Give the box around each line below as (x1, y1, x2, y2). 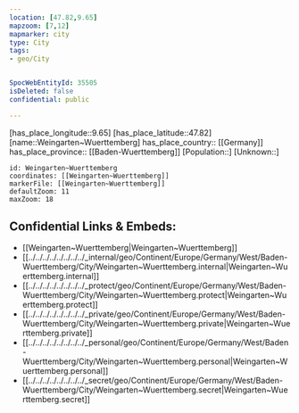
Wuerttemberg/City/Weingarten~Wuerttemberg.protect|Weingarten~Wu (21, 290, 287, 301)
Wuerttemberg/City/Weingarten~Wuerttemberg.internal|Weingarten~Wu (21, 261, 288, 272)
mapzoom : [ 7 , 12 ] (9, 21, 70, 30)
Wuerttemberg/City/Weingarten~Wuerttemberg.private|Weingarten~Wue (21, 318, 291, 329)
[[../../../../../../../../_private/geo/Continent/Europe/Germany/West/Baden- (21, 309, 286, 319)
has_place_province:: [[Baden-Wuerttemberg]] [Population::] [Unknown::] (9, 146, 279, 157)
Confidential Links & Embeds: (9, 219, 177, 235)
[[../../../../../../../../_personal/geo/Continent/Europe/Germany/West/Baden (21, 337, 289, 348)
